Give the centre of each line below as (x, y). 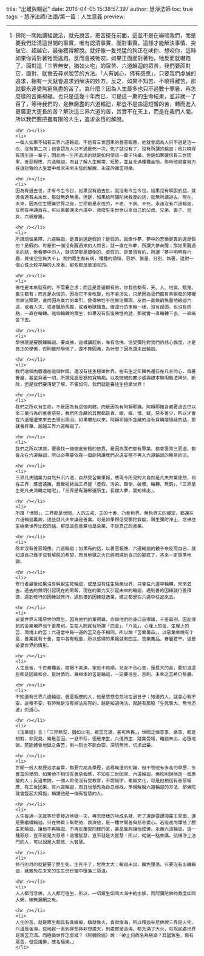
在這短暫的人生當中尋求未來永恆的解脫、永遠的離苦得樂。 (76, 168)
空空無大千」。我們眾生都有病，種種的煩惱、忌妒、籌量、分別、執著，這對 (111, 259)
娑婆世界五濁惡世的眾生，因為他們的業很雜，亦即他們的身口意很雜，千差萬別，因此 (103, 619)
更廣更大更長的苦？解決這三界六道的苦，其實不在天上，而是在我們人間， (105, 111)
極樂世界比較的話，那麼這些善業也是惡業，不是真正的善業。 (83, 526)
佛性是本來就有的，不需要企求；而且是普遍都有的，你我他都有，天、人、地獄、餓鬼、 (105, 288)
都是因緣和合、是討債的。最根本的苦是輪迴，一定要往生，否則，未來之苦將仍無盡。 (108, 674)
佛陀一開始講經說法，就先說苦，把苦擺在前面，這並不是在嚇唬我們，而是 (105, 35)
